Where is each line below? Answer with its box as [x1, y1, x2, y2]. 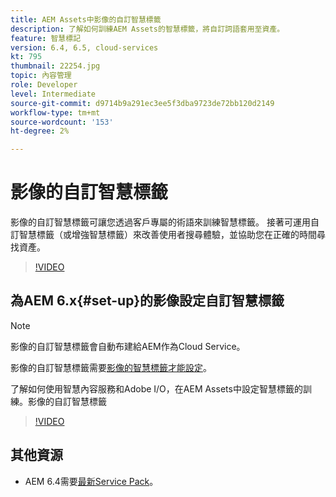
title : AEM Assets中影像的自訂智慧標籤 [10, 14, 162, 25]
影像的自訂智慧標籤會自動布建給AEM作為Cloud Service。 [10, 340, 246, 352]
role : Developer [10, 80, 78, 90]
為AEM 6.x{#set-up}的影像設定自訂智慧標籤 [10, 292, 285, 310]
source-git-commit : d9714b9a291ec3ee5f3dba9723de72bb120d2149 [10, 98, 275, 108]
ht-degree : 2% [10, 126, 70, 136]
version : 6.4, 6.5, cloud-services [10, 42, 159, 53]
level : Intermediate [10, 89, 97, 99]
